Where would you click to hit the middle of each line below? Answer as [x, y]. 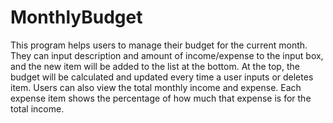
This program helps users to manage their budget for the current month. [159, 45]
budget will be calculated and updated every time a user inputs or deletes [162, 77]
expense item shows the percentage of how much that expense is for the [161, 98]
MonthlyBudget [76, 17]
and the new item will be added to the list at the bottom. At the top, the [155, 66]
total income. [37, 108]
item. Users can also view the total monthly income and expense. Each [156, 87]
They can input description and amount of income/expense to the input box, [167, 55]
